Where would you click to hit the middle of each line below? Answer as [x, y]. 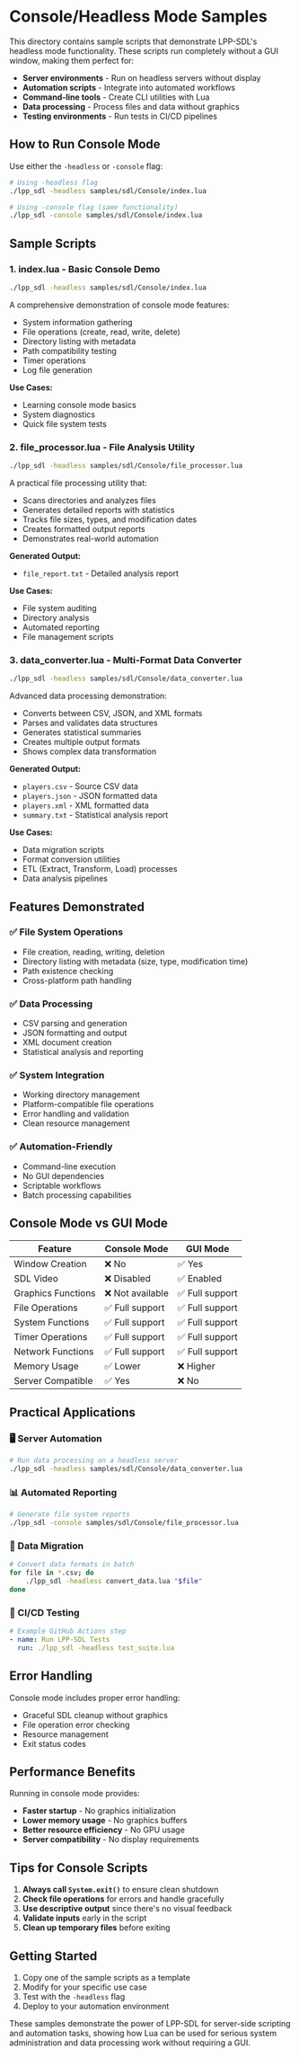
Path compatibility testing [69, 350]
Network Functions [54, 1352]
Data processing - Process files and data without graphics [131, 106]
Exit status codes [54, 1743]
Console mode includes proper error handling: [95, 1698]
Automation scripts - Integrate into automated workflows [129, 87]
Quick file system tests [65, 423]
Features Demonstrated [77, 906]
